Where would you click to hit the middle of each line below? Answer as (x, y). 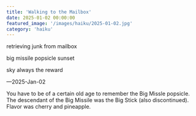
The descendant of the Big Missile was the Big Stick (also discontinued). (98, 100)
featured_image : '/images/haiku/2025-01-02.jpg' (70, 23)
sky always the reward (35, 70)
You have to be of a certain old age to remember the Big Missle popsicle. (98, 94)
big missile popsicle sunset (40, 58)
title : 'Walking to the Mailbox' (49, 12)
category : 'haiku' (30, 29)
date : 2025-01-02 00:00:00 (41, 18)
